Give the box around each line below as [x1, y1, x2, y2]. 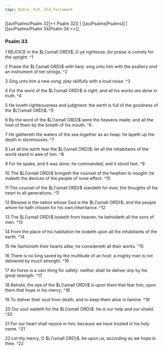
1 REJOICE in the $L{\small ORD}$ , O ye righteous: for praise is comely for [5, 49, 154, 55]
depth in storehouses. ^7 [5, 136, 54, 142]
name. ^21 [5, 326, 25, 331]
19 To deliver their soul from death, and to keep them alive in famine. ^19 [5, 296, 150, 302]
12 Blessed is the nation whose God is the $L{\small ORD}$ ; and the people [5, 199, 157, 205]
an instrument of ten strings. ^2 [5, 69, 68, 75]
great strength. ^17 [5, 272, 42, 278]
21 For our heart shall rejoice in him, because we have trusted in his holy [5, 320, 150, 327]
